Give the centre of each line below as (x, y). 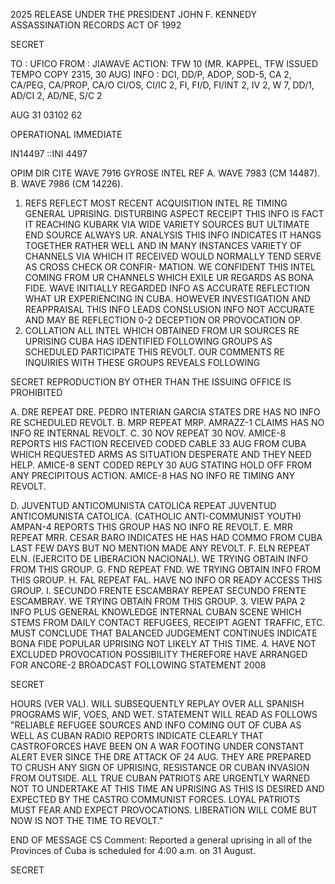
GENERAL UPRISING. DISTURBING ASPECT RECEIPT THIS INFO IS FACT (174, 213)
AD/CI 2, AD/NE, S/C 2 (56, 95)
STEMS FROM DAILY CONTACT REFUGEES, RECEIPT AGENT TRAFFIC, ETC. (168, 622)
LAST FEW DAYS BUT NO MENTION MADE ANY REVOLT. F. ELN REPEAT (160, 548)
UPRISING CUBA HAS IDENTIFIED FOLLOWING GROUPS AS (148, 341)
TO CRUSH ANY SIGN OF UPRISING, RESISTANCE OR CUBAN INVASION (160, 767)
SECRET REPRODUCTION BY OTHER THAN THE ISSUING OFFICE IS (151, 382)
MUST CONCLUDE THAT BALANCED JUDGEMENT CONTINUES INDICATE (164, 633)
